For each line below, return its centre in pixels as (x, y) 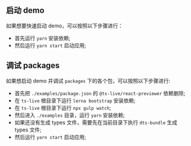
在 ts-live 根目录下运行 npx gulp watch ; (63, 107)
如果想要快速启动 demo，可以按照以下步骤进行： (65, 26)
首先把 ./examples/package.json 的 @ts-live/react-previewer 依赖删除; (100, 93)
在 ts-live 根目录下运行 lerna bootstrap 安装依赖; (75, 100)
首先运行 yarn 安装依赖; (43, 38)
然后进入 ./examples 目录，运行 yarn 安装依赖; (70, 115)
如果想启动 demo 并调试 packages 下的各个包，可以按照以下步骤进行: (88, 81)
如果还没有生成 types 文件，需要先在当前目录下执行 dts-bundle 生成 (96, 122)
